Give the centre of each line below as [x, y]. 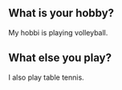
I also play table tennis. [46, 77]
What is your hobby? [61, 13]
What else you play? [60, 58]
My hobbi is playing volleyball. [58, 32]
